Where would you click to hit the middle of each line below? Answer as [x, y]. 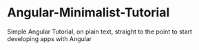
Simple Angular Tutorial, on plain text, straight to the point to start [100, 32]
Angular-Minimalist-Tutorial [88, 13]
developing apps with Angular [50, 38]
